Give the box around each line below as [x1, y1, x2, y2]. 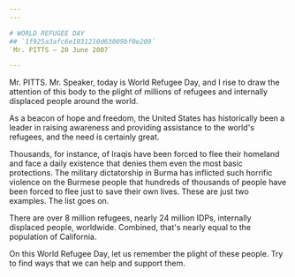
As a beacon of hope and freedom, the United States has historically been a [9, 113, 285, 124]
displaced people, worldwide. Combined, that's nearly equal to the [9, 222, 252, 233]
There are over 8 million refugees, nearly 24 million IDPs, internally [9, 213, 252, 223]
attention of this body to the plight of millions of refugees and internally [9, 86, 268, 97]
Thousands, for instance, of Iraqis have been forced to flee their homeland [9, 149, 280, 160]
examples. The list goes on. [9, 196, 110, 206]
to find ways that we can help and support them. [9, 258, 185, 269]
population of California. [9, 231, 97, 243]
